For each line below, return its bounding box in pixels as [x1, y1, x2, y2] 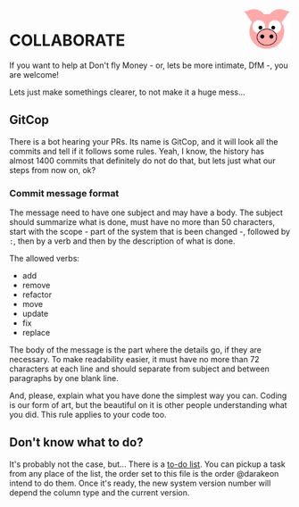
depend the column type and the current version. [9, 486, 190, 498]
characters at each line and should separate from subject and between [9, 363, 270, 374]
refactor [21, 289, 52, 300]
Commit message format [9, 187, 120, 199]
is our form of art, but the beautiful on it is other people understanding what [9, 400, 287, 411]
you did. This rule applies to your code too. [9, 410, 167, 420]
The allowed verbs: [9, 253, 80, 264]
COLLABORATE [9, 30, 126, 51]
